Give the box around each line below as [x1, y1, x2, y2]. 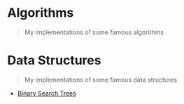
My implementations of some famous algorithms [24, 28, 164, 36]
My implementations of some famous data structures [24, 75, 177, 84]
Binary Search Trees [17, 89, 77, 97]
